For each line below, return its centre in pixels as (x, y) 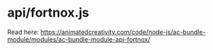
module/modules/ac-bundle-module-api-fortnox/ (79, 39)
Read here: (23, 32)
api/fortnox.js (48, 13)
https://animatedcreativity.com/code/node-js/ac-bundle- (123, 32)
